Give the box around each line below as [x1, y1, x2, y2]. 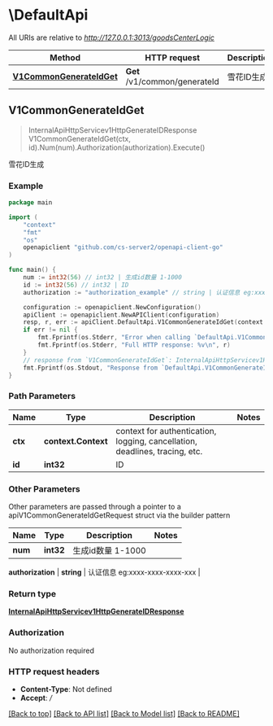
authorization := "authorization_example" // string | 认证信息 [23, 288, 240, 296]
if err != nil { [23, 326, 79, 335]
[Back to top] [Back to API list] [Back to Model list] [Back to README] [8, 708, 240, 718]
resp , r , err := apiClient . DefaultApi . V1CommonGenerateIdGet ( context [23, 318, 264, 326]
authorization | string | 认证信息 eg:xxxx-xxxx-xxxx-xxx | [8, 567, 201, 577]
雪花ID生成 [8, 159, 45, 168]
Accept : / [19, 693, 53, 702]
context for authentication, [115, 425, 217, 436]
